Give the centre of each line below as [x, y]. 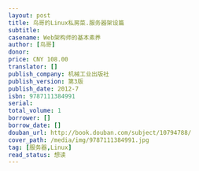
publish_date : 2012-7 [44, 89]
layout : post [29, 15]
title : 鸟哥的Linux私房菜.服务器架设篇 [66, 23]
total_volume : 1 [35, 111]
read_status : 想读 [37, 154]
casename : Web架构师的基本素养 [55, 37]
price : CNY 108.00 [38, 60]
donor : [19, 52]
